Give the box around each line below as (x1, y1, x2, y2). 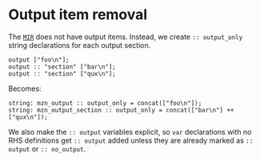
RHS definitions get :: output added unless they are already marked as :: (8, 135, 254, 145)
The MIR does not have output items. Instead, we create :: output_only (8, 32, 243, 41)
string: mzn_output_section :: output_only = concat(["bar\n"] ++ (8, 106, 234, 114)
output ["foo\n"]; (8, 56, 70, 64)
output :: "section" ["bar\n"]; (8, 62, 116, 71)
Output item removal (8, 6, 148, 24)
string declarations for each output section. (8, 40, 151, 49)
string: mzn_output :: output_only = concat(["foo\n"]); (8, 99, 202, 107)
